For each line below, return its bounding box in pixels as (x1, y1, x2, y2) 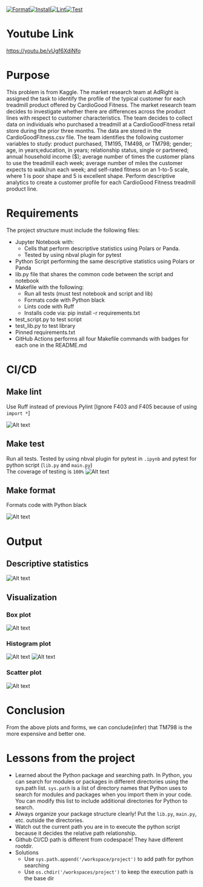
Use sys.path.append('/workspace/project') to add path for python (24, 855, 194, 862)
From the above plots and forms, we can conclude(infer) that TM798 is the (6, 723, 193, 731)
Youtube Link (6, 27, 74, 41)
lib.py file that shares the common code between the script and (15, 270, 174, 277)
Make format (6, 486, 56, 496)
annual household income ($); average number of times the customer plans (6, 152, 195, 160)
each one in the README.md (15, 341, 87, 348)
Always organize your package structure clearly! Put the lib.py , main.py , (15, 810, 197, 817)
